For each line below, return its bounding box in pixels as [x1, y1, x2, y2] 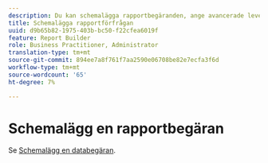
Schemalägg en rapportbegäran [8, 119, 225, 138]
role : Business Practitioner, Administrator [8, 41, 159, 49]
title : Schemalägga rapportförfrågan [8, 19, 134, 27]
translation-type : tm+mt [8, 49, 91, 56]
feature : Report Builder [8, 33, 91, 42]
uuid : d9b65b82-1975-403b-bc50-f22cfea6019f [8, 26, 159, 34]
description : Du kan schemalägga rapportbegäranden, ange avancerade [8, 11, 245, 20]
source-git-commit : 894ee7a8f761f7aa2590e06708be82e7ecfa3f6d [8, 56, 219, 64]
